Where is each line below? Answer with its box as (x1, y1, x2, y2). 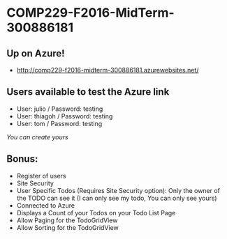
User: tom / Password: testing (16, 119, 103, 128)
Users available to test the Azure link (6, 86, 170, 98)
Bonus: (6, 153, 38, 165)
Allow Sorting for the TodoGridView (16, 223, 119, 231)
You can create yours (6, 132, 68, 141)
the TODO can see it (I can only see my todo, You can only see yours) (16, 194, 217, 202)
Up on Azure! (6, 47, 65, 59)
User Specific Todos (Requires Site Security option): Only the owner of (16, 186, 221, 194)
